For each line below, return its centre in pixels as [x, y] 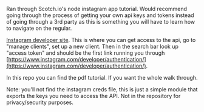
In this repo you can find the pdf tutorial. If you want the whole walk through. [102, 78]
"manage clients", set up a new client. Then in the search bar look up [93, 46]
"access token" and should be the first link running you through [86, 53]
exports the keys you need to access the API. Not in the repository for [93, 96]
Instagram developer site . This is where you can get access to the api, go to [101, 40]
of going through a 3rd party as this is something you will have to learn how [101, 22]
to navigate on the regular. [39, 28]
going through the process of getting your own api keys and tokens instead [100, 15]
